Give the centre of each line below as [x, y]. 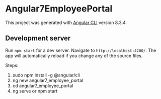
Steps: [12, 65]
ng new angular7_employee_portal [48, 80]
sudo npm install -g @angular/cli [46, 75]
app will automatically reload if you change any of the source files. [74, 55]
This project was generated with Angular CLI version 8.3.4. [66, 22]
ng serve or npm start [35, 91]
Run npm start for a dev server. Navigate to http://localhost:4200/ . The [81, 50]
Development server [38, 38]
